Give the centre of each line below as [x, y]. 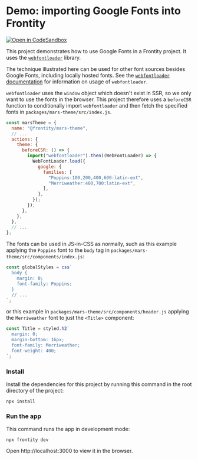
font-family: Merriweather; [46, 345]
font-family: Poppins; [44, 284]
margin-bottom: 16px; [38, 340]
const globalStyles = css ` [39, 267]
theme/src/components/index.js [44, 257]
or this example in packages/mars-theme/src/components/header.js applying [98, 312]
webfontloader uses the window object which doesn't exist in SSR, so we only [99, 93]
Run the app [24, 416]
